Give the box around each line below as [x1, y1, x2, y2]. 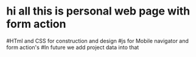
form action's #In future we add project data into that [6, 44, 139, 51]
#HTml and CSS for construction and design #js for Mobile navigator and [6, 37, 189, 44]
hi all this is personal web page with [6, 4, 191, 18]
